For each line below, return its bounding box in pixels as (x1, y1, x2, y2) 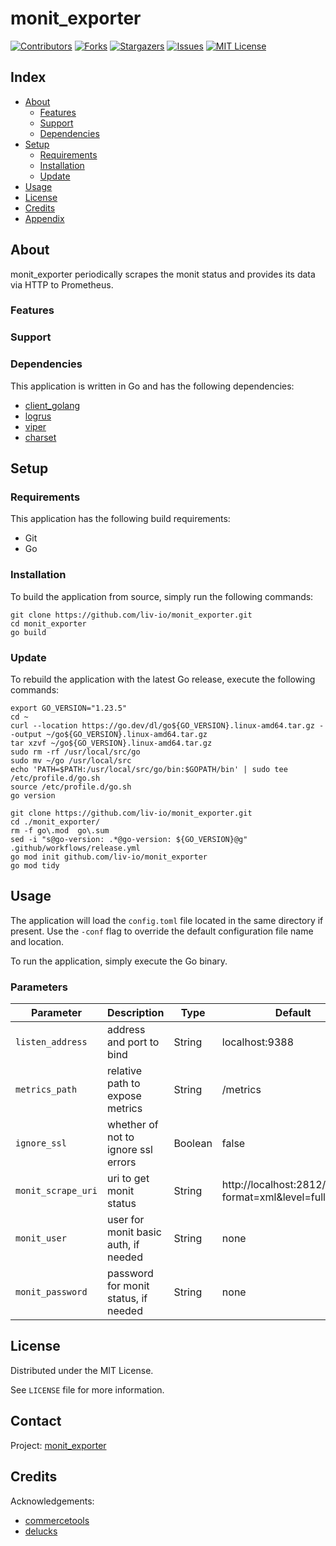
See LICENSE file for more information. (10, 1383, 165, 1396)
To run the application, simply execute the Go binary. (10, 955, 228, 967)
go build (10, 627, 47, 637)
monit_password (15, 1287, 88, 1298)
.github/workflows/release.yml (10, 843, 141, 853)
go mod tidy (10, 860, 60, 871)
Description (106, 1006, 165, 1020)
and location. (10, 935, 65, 947)
